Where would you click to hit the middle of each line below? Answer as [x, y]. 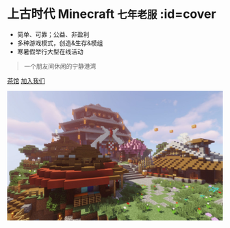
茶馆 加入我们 [26, 80]
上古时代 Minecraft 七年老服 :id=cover [112, 14]
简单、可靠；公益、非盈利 [53, 34]
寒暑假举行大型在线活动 [50, 52]
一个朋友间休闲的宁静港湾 [60, 66]
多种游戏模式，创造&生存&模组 [60, 43]
